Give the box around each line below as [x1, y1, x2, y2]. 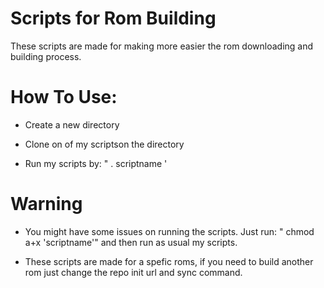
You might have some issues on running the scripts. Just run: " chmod [24, 225, 315, 237]
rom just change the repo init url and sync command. [24, 266, 243, 278]
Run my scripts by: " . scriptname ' [24, 157, 168, 169]
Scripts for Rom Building [10, 7, 217, 30]
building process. [10, 50, 82, 62]
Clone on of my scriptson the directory [24, 138, 185, 150]
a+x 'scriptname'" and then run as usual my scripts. [24, 236, 238, 248]
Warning [10, 193, 83, 216]
